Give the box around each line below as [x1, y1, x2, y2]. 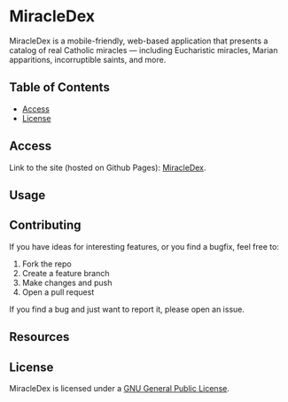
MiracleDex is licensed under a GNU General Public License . [9, 383, 230, 393]
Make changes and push [21, 277, 113, 288]
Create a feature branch [21, 267, 110, 278]
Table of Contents [9, 80, 111, 95]
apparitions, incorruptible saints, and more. [9, 54, 167, 65]
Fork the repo [21, 259, 73, 269]
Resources [9, 329, 70, 344]
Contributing [9, 218, 82, 233]
